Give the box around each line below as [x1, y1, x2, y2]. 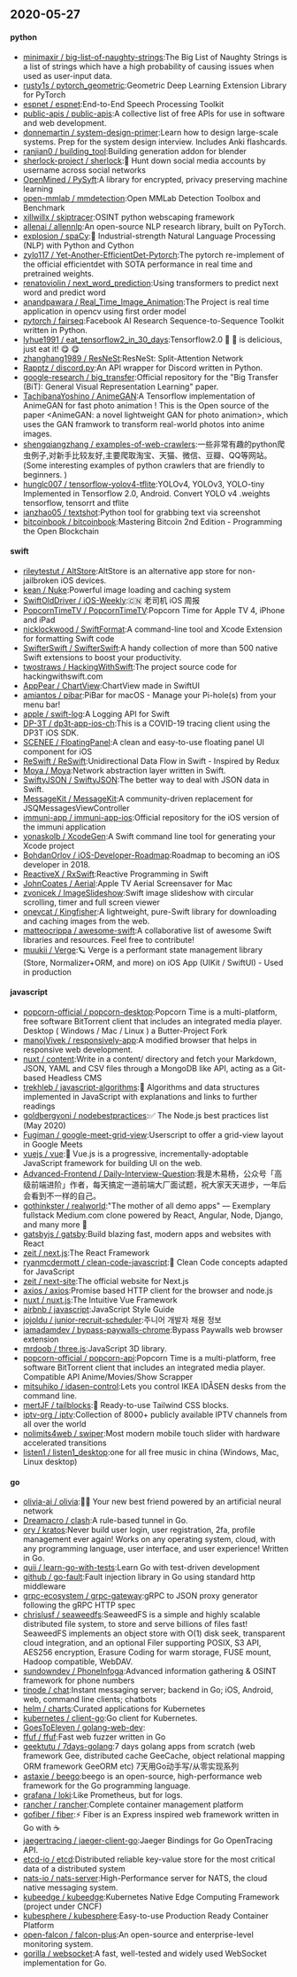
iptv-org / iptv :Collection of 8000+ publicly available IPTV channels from [22, 1409, 288, 1420]
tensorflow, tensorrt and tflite [22, 497, 129, 508]
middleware [22, 1581, 66, 1592]
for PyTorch [22, 89, 66, 100]
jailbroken [22, 575, 59, 586]
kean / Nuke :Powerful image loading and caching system [22, 584, 231, 595]
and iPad [22, 614, 56, 625]
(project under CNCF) [22, 1901, 103, 1912]
